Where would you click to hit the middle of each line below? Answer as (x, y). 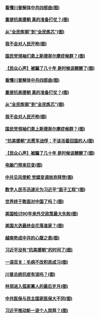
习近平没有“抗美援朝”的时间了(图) (39, 250)
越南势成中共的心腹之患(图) (32, 238)
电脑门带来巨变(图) (24, 165)
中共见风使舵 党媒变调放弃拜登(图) (39, 177)
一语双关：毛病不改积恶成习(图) (37, 262)
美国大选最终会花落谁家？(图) (35, 226)
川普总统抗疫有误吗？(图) (30, 274)
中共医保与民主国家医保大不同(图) (39, 298)
